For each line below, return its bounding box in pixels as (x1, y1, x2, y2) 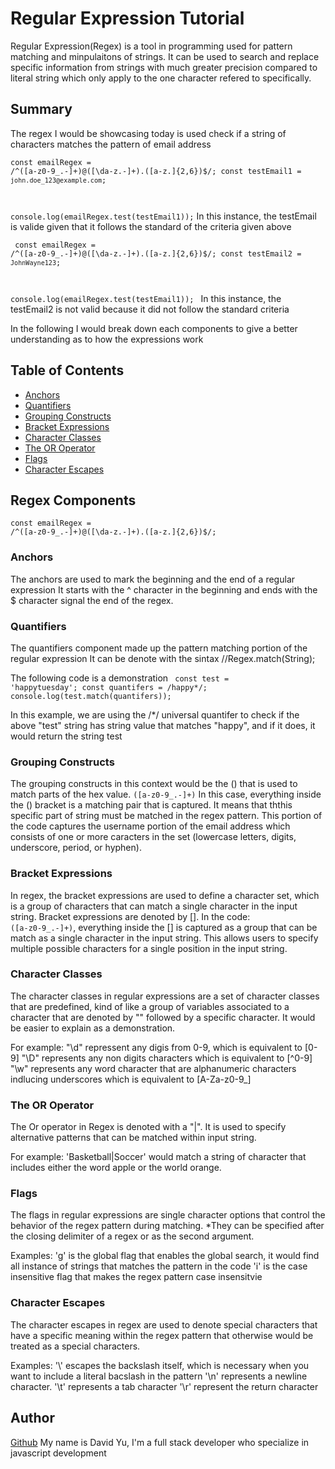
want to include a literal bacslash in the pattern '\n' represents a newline (10, 1370, 308, 1382)
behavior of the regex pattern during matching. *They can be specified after (10, 1220, 325, 1232)
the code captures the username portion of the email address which (10, 820, 291, 832)
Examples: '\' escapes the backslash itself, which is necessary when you (10, 1359, 310, 1371)
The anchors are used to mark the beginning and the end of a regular (10, 573, 296, 585)
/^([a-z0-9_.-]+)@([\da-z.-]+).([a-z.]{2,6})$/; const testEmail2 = (10, 248, 302, 259)
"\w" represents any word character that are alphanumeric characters (10, 1062, 297, 1074)
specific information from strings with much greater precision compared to (10, 61, 318, 73)
